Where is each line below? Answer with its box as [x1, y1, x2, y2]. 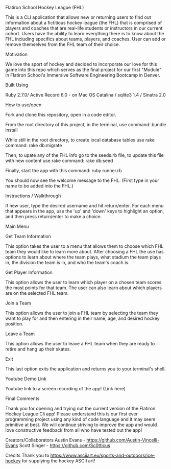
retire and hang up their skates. [5, 346, 71, 352]
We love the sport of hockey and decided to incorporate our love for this [5, 61, 157, 67]
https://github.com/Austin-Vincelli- [86, 437, 160, 443]
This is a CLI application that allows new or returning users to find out [5, 14, 152, 20]
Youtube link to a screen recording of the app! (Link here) [5, 386, 126, 391]
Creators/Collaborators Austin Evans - [5, 437, 86, 443]
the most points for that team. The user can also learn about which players [5, 285, 162, 291]
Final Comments [5, 395, 40, 402]
